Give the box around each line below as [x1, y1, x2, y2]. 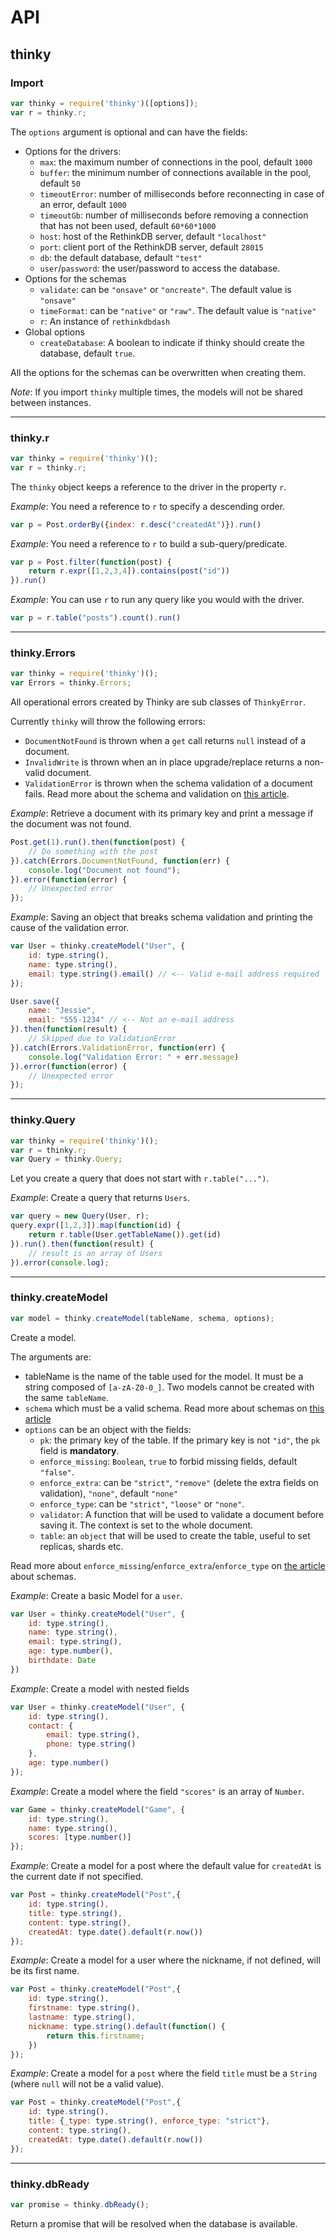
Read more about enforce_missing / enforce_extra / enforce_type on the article [10, 1559, 326, 1571]
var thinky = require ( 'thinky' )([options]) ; [10, 98, 199, 108]
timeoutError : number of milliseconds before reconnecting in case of [39, 187, 325, 200]
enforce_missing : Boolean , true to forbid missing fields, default [39, 1455, 298, 1467]
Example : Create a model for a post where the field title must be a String [10, 2067, 318, 2080]
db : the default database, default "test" [39, 251, 203, 263]
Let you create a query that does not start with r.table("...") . [10, 1172, 270, 1185]
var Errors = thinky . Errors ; [10, 678, 132, 688]
